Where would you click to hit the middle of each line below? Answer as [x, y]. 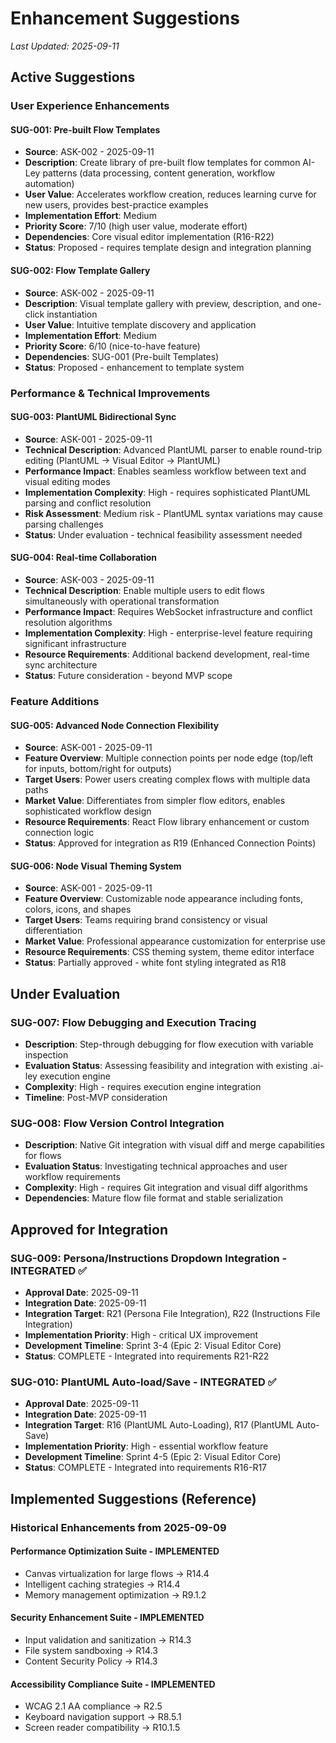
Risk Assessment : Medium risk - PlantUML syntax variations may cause [173, 513]
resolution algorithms [68, 622]
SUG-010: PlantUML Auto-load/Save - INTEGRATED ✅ [143, 1382]
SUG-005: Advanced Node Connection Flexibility [115, 725]
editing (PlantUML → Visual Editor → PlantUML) [122, 460]
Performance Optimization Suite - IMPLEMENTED [115, 1551]
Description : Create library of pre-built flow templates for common [162, 163]
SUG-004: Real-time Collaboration [84, 558]
